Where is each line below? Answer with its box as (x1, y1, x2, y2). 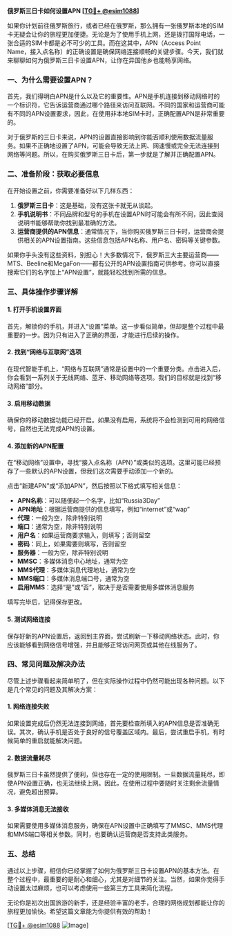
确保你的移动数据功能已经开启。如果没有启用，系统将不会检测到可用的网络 (7, 416, 219, 424)
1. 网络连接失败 (7, 702, 50, 711)
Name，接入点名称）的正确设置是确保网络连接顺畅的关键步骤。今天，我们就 (7, 48, 224, 55)
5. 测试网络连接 (7, 615, 50, 623)
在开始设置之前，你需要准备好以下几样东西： (7, 187, 135, 195)
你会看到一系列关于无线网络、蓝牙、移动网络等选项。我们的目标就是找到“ (7, 373, 216, 381)
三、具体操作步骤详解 (7, 287, 78, 297)
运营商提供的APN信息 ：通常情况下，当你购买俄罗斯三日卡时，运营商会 (17, 227, 218, 235)
